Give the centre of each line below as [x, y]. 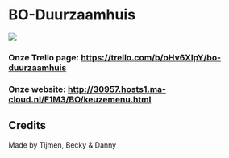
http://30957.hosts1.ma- [117, 89]
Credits [27, 125]
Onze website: [37, 89]
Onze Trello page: [44, 57]
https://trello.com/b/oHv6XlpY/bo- [151, 57]
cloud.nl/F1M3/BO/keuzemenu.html [80, 99]
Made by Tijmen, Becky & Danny [62, 145]
